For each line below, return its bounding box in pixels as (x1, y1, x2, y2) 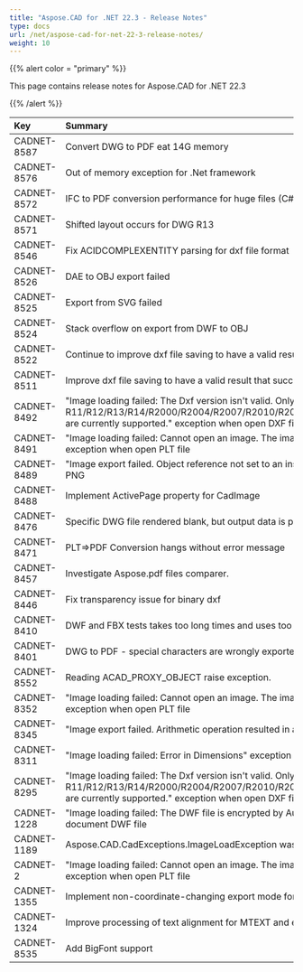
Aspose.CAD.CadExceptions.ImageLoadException (65, 838, 278, 851)
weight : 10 (9, 38, 50, 48)
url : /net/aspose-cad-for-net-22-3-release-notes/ (9, 30, 204, 39)
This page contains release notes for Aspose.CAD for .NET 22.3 (9, 80, 246, 91)
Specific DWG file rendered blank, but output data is (65, 516, 286, 528)
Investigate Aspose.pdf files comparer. (65, 567, 230, 580)
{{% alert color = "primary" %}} (9, 63, 127, 74)
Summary (65, 119, 108, 132)
